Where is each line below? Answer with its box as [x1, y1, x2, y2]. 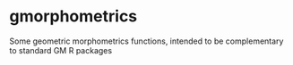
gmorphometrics [9, 6, 138, 27]
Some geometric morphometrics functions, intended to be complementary [9, 36, 284, 46]
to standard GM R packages [9, 45, 113, 55]
